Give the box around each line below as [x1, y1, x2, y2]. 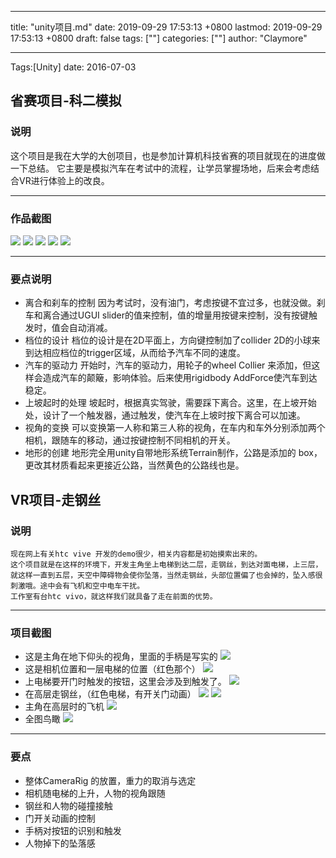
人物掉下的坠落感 [24, 837, 96, 849]
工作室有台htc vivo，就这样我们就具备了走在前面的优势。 [10, 591, 218, 601]
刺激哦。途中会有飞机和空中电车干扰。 [10, 581, 145, 591]
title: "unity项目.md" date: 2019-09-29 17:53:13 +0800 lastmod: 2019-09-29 [10, 21, 323, 33]
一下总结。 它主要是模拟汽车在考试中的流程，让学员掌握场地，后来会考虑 [10, 162, 311, 174]
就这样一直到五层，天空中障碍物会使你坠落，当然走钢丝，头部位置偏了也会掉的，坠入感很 [10, 570, 323, 580]
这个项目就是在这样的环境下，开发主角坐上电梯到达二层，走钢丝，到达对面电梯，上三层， [10, 559, 323, 570]
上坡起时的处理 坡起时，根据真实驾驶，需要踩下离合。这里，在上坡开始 [24, 397, 317, 409]
